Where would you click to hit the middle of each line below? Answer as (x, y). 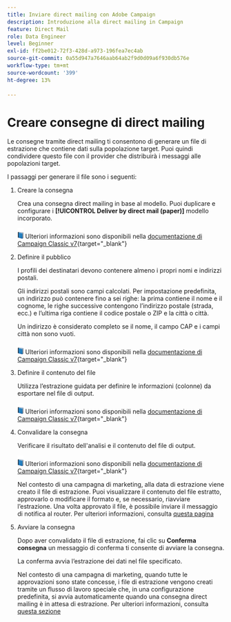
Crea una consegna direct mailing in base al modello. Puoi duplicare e (116, 204)
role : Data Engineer (37, 37)
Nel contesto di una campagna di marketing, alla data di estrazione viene (121, 485)
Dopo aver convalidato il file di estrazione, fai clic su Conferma (107, 541)
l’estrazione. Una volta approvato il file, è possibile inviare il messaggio (118, 507)
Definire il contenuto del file (56, 373)
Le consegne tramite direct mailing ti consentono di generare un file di (107, 142)
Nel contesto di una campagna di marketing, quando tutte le (102, 575)
